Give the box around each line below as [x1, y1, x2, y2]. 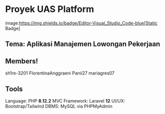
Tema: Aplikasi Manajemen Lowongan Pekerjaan [5, 40, 160, 48]
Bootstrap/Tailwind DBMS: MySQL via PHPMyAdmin [5, 103, 113, 109]
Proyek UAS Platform [5, 3, 94, 15]
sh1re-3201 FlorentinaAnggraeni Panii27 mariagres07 [5, 70, 115, 76]
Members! [5, 56, 39, 65]
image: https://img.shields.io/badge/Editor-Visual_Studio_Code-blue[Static [5, 20, 158, 26]
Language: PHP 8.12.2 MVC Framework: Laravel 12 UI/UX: [5, 97, 125, 103]
